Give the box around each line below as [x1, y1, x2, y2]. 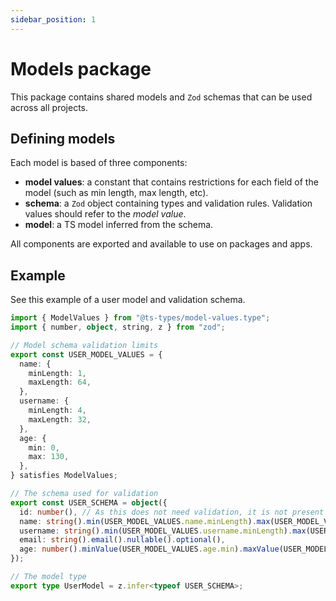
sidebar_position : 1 [10, 14, 97, 25]
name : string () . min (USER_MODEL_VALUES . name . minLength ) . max [19, 516, 271, 526]
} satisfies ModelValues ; [10, 471, 118, 481]
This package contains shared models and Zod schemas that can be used [10, 91, 313, 103]
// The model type [10, 572, 87, 582]
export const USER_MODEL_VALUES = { [10, 349, 163, 360]
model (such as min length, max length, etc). [24, 187, 209, 199]
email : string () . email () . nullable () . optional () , [19, 535, 226, 545]
